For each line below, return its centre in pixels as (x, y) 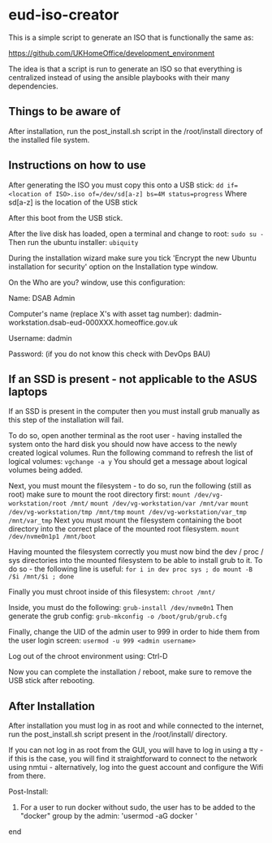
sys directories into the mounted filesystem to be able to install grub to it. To (136, 561)
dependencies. (33, 86)
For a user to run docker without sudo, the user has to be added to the (138, 807)
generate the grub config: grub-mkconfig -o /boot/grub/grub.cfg (118, 616)
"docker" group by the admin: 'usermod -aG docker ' (108, 816)
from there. (27, 776)
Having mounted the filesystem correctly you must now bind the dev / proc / (136, 552)
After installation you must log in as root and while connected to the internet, (136, 726)
